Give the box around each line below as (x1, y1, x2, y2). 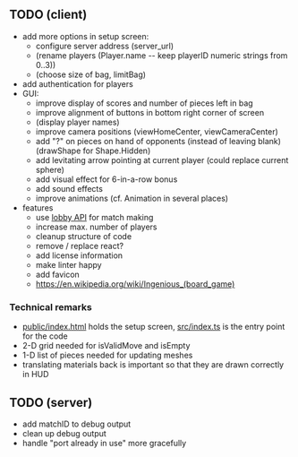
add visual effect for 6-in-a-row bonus (35, 174, 178, 185)
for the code (21, 331, 69, 341)
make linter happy (35, 259, 102, 270)
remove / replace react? (35, 240, 123, 251)
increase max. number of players (35, 221, 158, 232)
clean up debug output (21, 427, 107, 438)
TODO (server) (9, 394, 93, 410)
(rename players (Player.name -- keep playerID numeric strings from (35, 49, 288, 61)
